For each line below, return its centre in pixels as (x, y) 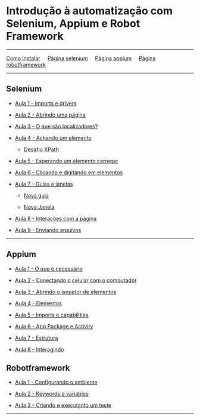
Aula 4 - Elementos (38, 303)
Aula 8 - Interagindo (39, 349)
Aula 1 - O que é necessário (49, 268)
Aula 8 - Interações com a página (56, 218)
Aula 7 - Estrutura (36, 338)
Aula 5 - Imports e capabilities (51, 315)
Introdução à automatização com (90, 11)
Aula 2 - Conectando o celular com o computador (76, 280)
